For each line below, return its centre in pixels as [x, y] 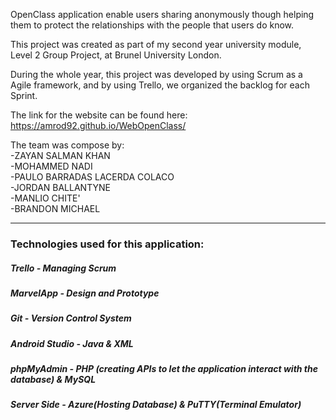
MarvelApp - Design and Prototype [85, 293]
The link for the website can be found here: [99, 115]
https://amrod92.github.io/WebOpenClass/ [98, 125]
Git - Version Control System [71, 318]
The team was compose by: [67, 145]
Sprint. [24, 95]
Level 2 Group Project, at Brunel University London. [116, 55]
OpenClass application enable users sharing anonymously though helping [162, 14]
